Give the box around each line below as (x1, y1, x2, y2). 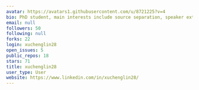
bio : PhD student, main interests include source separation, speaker (6, 14, 184, 20)
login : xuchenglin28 (6, 42, 57, 48)
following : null (6, 31, 46, 37)
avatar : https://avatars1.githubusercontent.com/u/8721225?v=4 (6, 8, 166, 15)
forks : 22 (6, 36, 31, 42)
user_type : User (6, 69, 46, 75)
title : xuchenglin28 (6, 63, 57, 70)
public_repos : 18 (6, 53, 49, 59)
